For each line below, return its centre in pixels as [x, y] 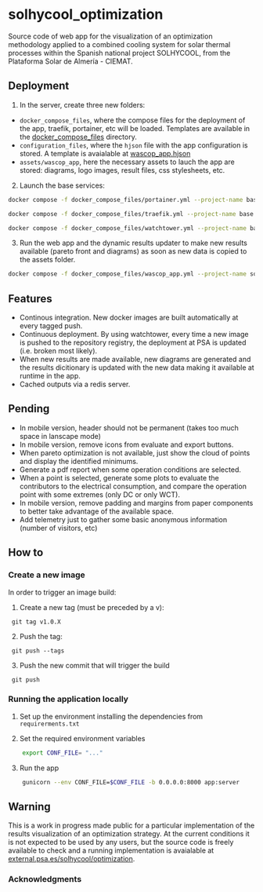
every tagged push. [51, 326]
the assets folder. [47, 260]
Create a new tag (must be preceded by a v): [92, 607]
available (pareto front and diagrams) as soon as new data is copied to [133, 251]
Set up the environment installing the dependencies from [111, 716]
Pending [29, 409]
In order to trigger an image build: [62, 592]
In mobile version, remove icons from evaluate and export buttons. [126, 444]
